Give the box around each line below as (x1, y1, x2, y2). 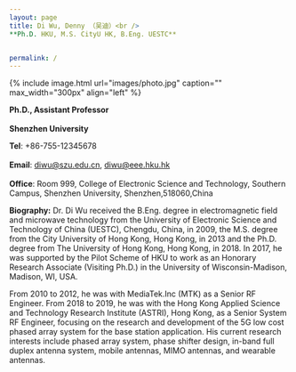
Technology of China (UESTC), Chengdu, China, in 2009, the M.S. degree (9, 224, 278, 235)
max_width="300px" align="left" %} (9, 87, 142, 98)
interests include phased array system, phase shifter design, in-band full (9, 336, 275, 347)
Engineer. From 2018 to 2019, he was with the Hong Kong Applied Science (9, 298, 281, 309)
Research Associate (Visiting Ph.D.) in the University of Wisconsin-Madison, (9, 262, 287, 272)
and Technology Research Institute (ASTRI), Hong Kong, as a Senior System (9, 308, 287, 319)
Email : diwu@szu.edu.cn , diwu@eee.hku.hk (9, 159, 171, 170)
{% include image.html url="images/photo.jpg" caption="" (9, 77, 222, 89)
